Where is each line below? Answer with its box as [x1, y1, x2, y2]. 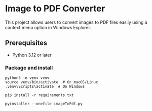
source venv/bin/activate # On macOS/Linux [5, 80, 98, 85]
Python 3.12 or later [12, 52, 52, 58]
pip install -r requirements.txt [5, 93, 74, 98]
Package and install [5, 64, 53, 71]
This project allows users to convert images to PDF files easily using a [5, 19, 148, 25]
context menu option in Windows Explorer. [5, 24, 91, 30]
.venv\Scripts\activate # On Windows [5, 84, 85, 89]
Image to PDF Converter [5, 3, 105, 14]
